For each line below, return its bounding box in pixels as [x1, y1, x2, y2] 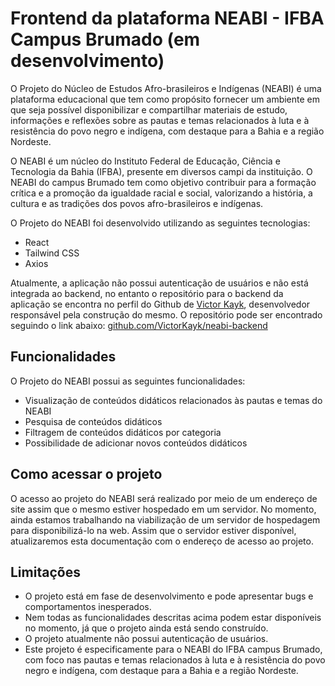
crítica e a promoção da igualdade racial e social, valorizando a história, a [10, 187, 313, 199]
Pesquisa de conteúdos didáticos [24, 415, 163, 427]
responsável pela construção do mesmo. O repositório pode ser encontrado [10, 308, 323, 321]
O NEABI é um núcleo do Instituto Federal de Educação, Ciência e [10, 155, 281, 167]
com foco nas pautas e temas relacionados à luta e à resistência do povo [24, 654, 326, 666]
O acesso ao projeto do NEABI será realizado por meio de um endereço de [10, 492, 318, 504]
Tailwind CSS [24, 247, 80, 259]
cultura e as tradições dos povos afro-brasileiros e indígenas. [10, 197, 264, 209]
